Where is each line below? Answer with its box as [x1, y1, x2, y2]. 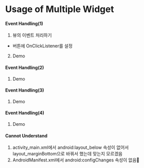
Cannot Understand [5, 132, 48, 139]
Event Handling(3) [5, 87, 44, 94]
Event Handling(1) [5, 20, 44, 26]
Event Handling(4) [5, 110, 44, 116]
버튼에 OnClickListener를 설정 [12, 43, 73, 49]
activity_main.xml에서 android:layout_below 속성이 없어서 [12, 144, 129, 150]
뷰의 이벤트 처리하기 [12, 32, 52, 38]
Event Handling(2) [5, 64, 44, 70]
